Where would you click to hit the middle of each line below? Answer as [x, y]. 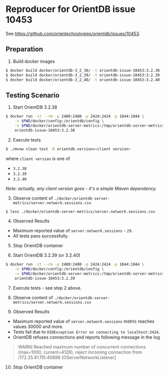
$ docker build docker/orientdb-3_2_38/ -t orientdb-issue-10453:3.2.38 [83, 70]
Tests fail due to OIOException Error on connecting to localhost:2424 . [86, 332]
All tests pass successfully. [41, 236]
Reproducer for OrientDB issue [71, 9]
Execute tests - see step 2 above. [47, 288]
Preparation [24, 49]
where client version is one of [38, 159]
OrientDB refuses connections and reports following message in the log [86, 337]
